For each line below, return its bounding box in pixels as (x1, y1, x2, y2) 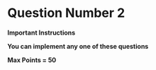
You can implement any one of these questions (7, 42, 149, 50)
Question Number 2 (7, 5, 126, 21)
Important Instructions (7, 28, 76, 37)
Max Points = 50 (7, 55, 57, 64)
